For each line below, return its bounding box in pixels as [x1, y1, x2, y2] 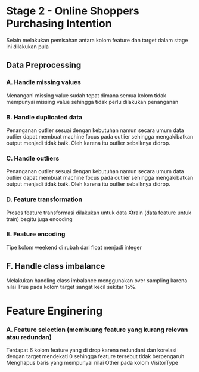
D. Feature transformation [6, 195, 82, 204]
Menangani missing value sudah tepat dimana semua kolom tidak [6, 91, 167, 99]
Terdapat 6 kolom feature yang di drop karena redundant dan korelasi [6, 346, 177, 353]
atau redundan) [6, 333, 52, 341]
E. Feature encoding [6, 230, 66, 238]
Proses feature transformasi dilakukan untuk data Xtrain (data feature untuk [6, 209, 192, 216]
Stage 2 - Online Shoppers [6, 4, 139, 18]
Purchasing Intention [6, 17, 112, 30]
